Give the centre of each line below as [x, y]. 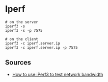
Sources [18, 63]
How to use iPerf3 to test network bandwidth [58, 74]
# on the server [22, 22]
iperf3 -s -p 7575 [24, 30]
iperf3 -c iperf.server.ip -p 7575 [41, 47]
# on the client [22, 39]
